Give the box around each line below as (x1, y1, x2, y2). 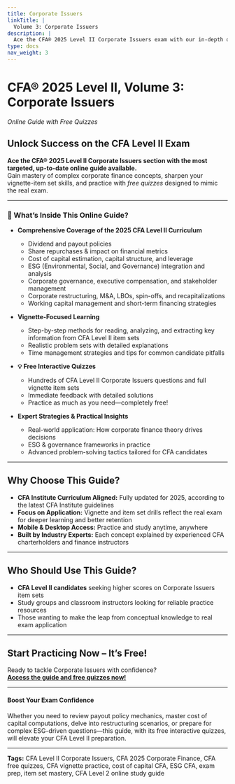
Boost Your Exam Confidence (7, 696, 94, 704)
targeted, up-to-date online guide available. (7, 164, 138, 172)
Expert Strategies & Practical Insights (17, 412, 129, 420)
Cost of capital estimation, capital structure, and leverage (27, 254, 194, 262)
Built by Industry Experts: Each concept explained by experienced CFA (17, 530, 225, 539)
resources (17, 605, 47, 614)
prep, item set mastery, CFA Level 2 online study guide (7, 769, 165, 777)
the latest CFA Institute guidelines (17, 500, 114, 509)
